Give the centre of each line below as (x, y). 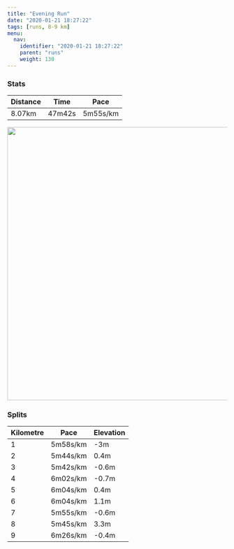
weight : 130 (37, 59)
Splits (17, 415)
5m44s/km (69, 456)
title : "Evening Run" (39, 14)
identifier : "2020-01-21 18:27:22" (72, 46)
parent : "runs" (42, 53)
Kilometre (27, 433)
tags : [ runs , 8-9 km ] (39, 27)
